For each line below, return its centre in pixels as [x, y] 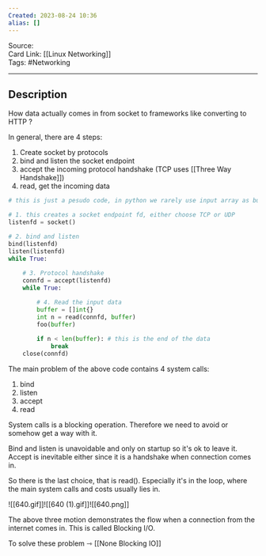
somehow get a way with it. [53, 433]
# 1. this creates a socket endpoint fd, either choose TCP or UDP [122, 215]
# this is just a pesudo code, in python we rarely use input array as [129, 201]
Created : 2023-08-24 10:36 [53, 15]
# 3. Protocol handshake [63, 274]
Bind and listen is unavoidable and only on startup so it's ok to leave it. [123, 448]
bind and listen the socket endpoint [77, 161]
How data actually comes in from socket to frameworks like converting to [127, 113]
